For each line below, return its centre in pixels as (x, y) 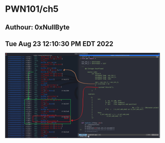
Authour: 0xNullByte (37, 27)
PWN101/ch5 (32, 9)
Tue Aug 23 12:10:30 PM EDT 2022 (59, 43)
